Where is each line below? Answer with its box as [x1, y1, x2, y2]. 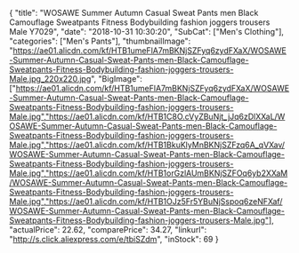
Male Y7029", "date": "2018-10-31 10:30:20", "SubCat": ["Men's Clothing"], [9, 27, 285, 36]
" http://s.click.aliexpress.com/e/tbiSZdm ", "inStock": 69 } [9, 234, 220, 244]
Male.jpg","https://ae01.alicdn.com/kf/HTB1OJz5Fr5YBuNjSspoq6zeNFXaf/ [9, 196, 283, 207]
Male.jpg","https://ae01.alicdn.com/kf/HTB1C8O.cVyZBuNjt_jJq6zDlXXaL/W [9, 111, 286, 122]
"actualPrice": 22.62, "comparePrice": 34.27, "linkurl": [9, 225, 207, 234]
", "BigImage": [90, 74, 142, 83]
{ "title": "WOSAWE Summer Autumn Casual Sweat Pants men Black [9, 8, 259, 18]
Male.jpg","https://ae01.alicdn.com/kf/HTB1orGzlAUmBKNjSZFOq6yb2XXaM [9, 168, 288, 178]
